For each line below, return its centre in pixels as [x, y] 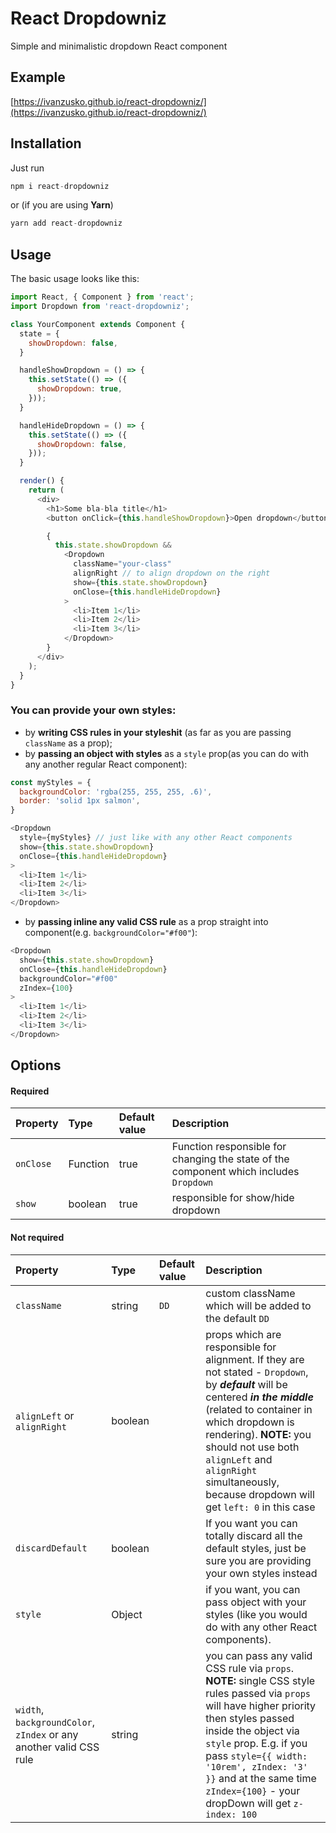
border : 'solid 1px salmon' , [80, 801]
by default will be [246, 1384]
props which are [243, 1334]
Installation [46, 143]
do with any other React [261, 1627]
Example [38, 77]
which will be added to [258, 1305]
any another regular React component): [106, 764]
